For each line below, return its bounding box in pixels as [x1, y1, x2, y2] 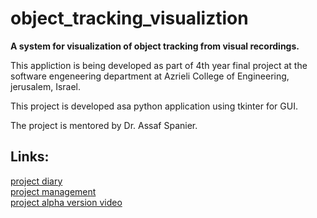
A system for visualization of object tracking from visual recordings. [10, 40, 300, 52]
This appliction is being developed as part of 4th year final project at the [10, 59, 308, 71]
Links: [10, 148, 50, 166]
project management [10, 185, 97, 197]
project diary [10, 175, 63, 187]
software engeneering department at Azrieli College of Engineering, [10, 70, 290, 82]
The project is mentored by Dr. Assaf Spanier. [10, 119, 198, 131]
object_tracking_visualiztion [10, 7, 249, 30]
